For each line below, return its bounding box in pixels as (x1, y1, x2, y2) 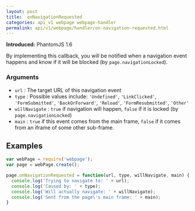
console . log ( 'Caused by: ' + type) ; (11, 183, 101, 189)
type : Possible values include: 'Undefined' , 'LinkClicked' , (14, 93, 157, 100)
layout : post (6, 8, 38, 15)
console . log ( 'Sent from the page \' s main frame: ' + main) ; (11, 194, 161, 200)
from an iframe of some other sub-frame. (14, 124, 114, 131)
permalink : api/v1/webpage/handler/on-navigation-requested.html (6, 25, 169, 31)
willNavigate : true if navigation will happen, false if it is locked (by (14, 105, 179, 112)
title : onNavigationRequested (6, 14, 83, 20)
